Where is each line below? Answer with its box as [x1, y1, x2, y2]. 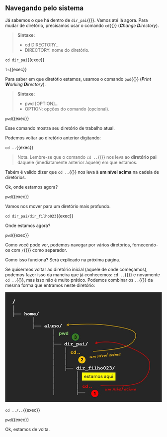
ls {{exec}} [5, 66, 27, 72]
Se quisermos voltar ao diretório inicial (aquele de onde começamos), [5, 266, 148, 272]
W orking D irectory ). [5, 81, 46, 87]
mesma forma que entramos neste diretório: [5, 282, 95, 288]
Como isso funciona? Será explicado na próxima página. [5, 256, 120, 263]
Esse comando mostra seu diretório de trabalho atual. [5, 125, 115, 131]
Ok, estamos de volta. [5, 427, 50, 433]
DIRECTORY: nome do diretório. [24, 47, 89, 53]
